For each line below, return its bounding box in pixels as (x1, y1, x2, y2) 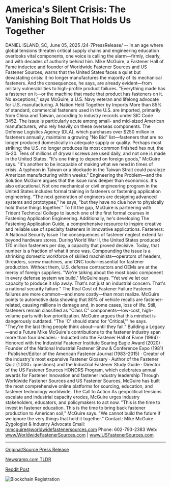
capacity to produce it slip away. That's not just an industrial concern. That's (5, 280, 166, 286)
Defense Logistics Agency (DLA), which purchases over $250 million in (5, 128, 155, 134)
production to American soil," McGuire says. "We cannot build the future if (5, 410, 161, 416)
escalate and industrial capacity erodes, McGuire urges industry (5, 394, 140, 400)
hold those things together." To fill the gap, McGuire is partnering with (5, 204, 152, 210)
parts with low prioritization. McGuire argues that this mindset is (22, 312, 156, 319)
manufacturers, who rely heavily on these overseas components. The (5, 123, 151, 129)
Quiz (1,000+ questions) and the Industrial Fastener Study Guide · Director (5, 361, 161, 367)
